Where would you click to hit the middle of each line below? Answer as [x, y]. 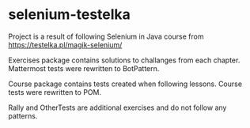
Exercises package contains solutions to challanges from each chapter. [124, 60]
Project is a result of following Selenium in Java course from [106, 36]
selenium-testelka [69, 15]
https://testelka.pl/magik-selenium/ [65, 44]
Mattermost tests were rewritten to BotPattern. [84, 68]
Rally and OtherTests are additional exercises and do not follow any [117, 107]
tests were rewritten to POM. [55, 92]
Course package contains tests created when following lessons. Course [125, 84]
